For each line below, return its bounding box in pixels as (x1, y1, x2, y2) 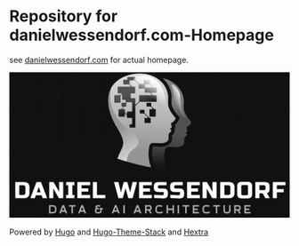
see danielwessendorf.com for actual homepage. (9, 54, 190, 65)
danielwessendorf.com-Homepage (9, 25, 274, 45)
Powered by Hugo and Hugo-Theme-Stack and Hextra (9, 226, 209, 237)
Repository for (9, 6, 118, 27)
